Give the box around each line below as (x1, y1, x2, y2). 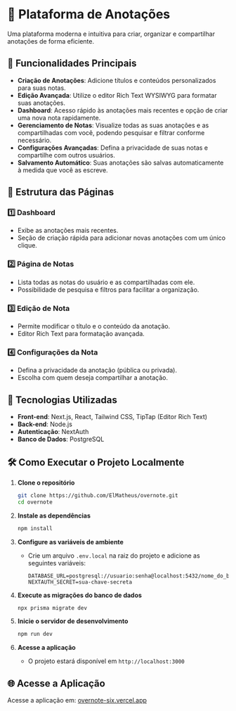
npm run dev (17, 631, 53, 638)
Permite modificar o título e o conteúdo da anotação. (17, 322, 171, 331)
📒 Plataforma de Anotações (7, 6, 171, 23)
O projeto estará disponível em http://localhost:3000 (27, 657, 185, 665)
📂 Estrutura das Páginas (7, 186, 114, 198)
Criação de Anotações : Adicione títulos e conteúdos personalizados (17, 76, 216, 84)
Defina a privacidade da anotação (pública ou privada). (17, 366, 178, 375)
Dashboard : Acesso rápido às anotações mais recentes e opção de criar (17, 105, 228, 115)
